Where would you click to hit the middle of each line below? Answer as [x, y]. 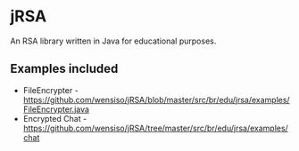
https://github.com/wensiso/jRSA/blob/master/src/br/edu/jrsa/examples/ [156, 99]
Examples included [64, 69]
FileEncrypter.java [56, 109]
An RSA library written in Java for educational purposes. [113, 41]
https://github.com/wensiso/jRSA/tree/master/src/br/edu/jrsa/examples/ [155, 128]
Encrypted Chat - [55, 118]
